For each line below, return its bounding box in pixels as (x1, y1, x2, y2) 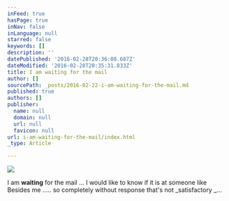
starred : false (7, 36, 52, 43)
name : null (13, 107, 45, 114)
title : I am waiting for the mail (7, 68, 108, 75)
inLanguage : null (7, 29, 58, 37)
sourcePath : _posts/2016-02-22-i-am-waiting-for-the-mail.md (7, 82, 189, 89)
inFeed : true (7, 10, 45, 17)
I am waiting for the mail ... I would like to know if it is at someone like (7, 179, 207, 187)
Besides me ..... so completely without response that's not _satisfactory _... (7, 186, 222, 194)
